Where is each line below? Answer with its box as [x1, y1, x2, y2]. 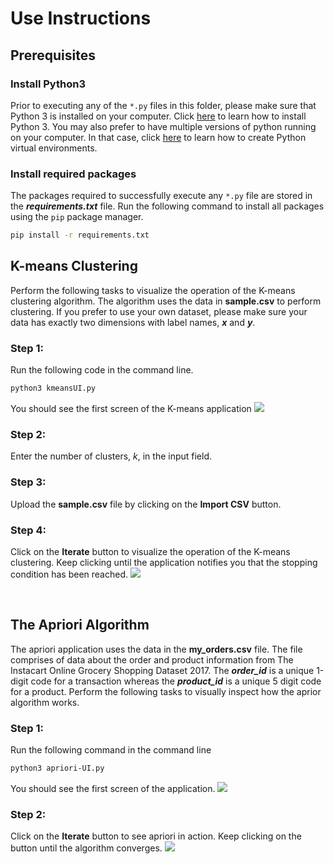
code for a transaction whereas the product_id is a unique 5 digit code [30, 675, 322, 687]
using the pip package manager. [10, 211, 144, 223]
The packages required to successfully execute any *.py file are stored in [10, 190, 313, 202]
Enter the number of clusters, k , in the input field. [10, 450, 213, 462]
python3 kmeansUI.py [10, 383, 97, 394]
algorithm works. [10, 696, 80, 708]
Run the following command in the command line [10, 744, 212, 756]
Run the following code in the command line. [10, 364, 194, 376]
